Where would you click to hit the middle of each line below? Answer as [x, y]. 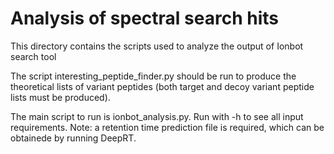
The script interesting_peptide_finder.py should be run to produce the [153, 76]
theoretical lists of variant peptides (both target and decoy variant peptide [162, 86]
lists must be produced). [60, 97]
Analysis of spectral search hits [144, 18]
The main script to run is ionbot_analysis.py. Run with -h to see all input [157, 116]
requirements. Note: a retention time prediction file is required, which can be [167, 127]
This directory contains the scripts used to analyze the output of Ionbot [157, 46]
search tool [33, 56]
